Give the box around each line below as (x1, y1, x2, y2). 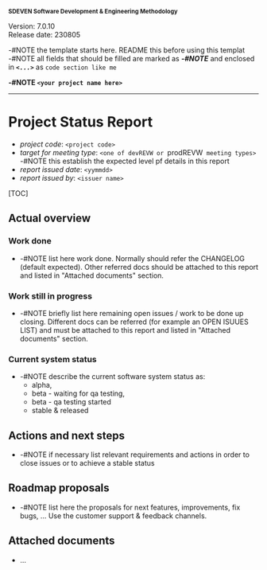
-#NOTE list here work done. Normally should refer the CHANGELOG (19, 253, 245, 263)
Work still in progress (8, 291, 93, 302)
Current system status (8, 353, 97, 365)
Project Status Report (8, 113, 153, 131)
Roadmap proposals (8, 482, 110, 495)
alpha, (31, 381, 52, 390)
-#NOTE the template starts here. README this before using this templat (8, 45, 245, 55)
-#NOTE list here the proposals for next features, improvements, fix (19, 502, 241, 512)
